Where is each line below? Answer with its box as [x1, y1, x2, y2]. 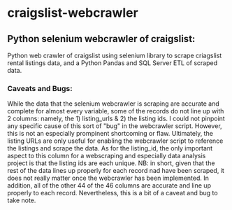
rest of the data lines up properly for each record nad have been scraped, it [7, 167, 225, 175]
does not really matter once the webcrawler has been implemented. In [7, 174, 210, 183]
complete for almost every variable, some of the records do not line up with [7, 107, 224, 115]
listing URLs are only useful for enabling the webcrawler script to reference [7, 136, 224, 145]
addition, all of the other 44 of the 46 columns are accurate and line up [7, 181, 212, 190]
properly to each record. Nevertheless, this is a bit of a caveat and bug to [7, 189, 218, 197]
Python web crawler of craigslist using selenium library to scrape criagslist [7, 51, 222, 59]
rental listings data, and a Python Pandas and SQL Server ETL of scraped [7, 59, 218, 67]
